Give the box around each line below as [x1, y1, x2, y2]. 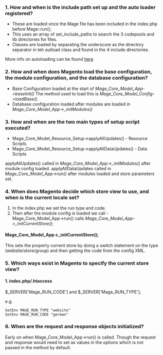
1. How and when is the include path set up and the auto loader [5, 4, 156, 11]
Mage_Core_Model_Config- [99, 90, 155, 96]
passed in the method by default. [5, 344, 72, 350]
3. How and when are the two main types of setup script [5, 118, 140, 125]
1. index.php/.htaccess [5, 278, 53, 284]
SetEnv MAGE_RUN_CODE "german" [5, 312, 69, 317]
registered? [5, 10, 33, 17]
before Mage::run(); [12, 26, 52, 32]
